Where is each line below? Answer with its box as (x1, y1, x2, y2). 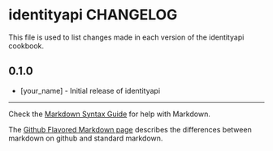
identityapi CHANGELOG (8, 6, 178, 24)
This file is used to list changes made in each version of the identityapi (8, 32, 245, 42)
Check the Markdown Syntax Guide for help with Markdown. (8, 109, 211, 119)
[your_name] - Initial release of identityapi (19, 86, 161, 95)
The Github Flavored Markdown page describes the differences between (8, 124, 252, 134)
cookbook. (8, 40, 45, 50)
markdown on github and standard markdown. (8, 133, 163, 143)
